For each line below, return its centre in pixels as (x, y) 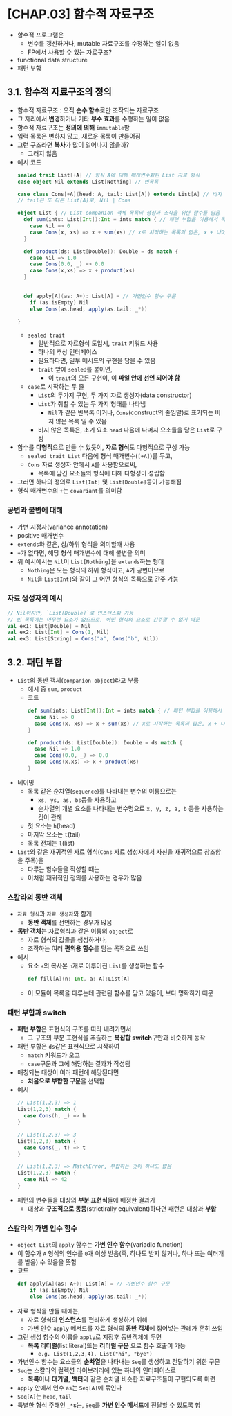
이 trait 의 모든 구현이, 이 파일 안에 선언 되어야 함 (114, 378)
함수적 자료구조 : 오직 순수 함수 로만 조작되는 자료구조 (88, 110)
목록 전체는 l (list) (51, 843)
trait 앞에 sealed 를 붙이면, (75, 369)
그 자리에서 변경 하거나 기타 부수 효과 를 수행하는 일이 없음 (94, 119)
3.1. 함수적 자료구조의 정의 (59, 92)
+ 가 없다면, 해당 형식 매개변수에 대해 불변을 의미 (81, 552)
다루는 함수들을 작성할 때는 (64, 869)
